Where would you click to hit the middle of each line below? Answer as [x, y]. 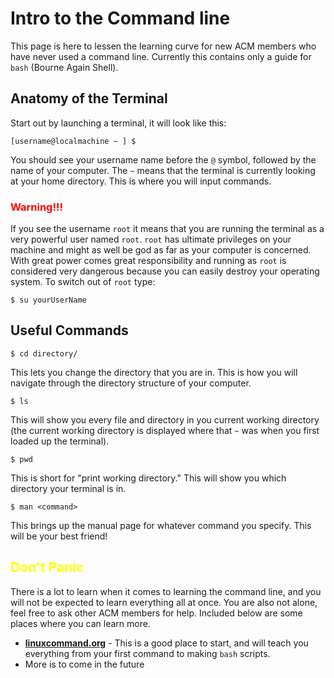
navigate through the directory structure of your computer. [131, 383]
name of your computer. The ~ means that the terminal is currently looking [163, 170]
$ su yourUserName [48, 300]
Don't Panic [47, 567]
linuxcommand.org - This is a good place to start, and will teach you [166, 643]
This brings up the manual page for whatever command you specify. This [161, 525]
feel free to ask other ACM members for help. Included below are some [156, 613]
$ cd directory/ [44, 353]
